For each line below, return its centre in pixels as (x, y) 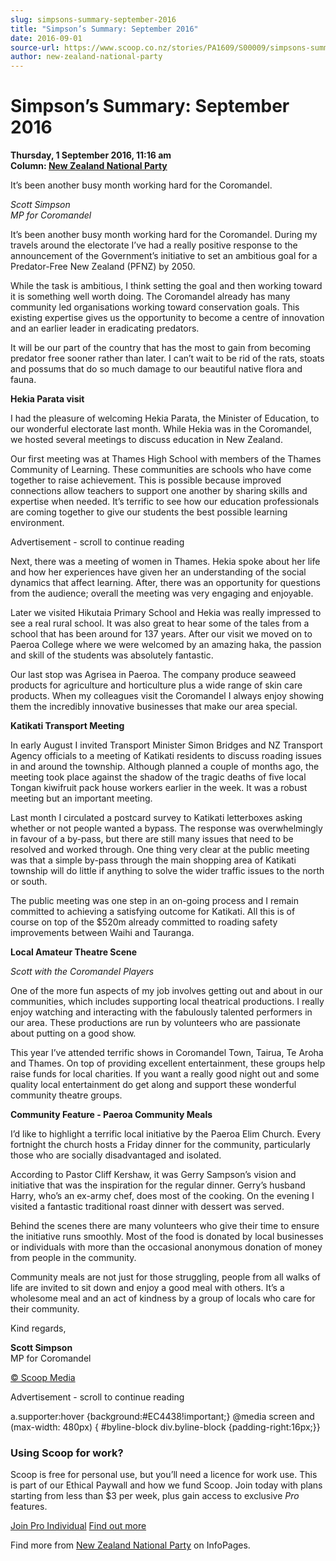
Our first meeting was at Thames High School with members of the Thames (166, 459)
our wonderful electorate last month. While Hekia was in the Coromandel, (161, 429)
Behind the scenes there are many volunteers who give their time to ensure (165, 1226)
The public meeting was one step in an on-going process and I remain (154, 901)
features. (29, 1507)
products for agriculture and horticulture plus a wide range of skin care (156, 685)
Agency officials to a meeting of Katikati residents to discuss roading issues (166, 756)
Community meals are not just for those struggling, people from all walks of (165, 1277)
